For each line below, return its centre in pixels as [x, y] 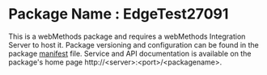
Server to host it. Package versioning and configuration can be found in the [133, 44]
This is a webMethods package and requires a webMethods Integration [127, 36]
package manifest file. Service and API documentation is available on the [130, 53]
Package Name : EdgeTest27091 [119, 14]
